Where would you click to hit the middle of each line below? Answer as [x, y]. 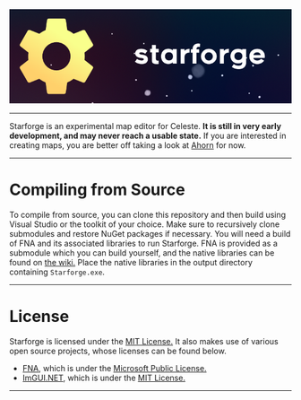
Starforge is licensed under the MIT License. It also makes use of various [144, 341]
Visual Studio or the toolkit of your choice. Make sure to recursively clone [145, 224]
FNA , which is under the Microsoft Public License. [115, 368]
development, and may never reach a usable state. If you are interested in [148, 135]
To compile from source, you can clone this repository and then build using [148, 214]
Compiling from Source [97, 190]
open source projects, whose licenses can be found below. [118, 351]
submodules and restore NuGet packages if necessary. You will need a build [150, 233]
